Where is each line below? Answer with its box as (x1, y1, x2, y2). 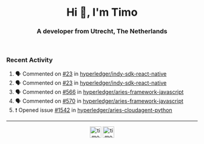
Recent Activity (6, 56, 53, 64)
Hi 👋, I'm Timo (66, 5, 138, 19)
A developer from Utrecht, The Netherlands (36, 27, 168, 36)
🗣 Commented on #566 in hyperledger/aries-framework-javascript (15, 88, 184, 96)
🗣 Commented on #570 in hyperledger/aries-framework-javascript (15, 97, 184, 105)
